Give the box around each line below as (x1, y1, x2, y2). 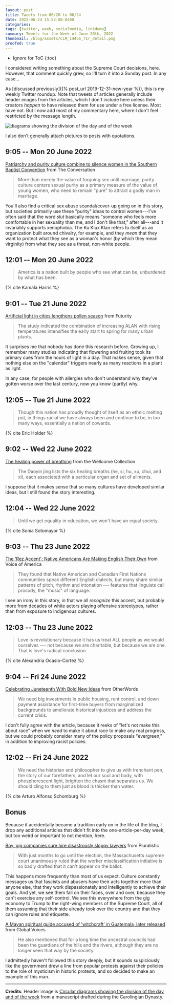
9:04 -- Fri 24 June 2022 (5, 672, 86, 681)
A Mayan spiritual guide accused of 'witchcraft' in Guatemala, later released (5, 921, 165, 927)
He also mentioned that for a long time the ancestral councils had (17, 936, 156, 943)
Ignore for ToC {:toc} (12, 55, 57, 61)
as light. (5, 366, 22, 372)
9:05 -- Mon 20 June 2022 (5, 147, 92, 156)
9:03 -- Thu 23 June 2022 (5, 542, 91, 551)
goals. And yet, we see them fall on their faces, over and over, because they (5, 889, 165, 895)
